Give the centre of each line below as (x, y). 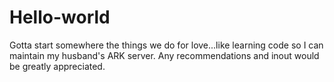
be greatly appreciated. (57, 66)
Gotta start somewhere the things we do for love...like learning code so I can (166, 45)
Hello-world (60, 17)
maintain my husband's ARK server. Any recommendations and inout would (164, 55)
